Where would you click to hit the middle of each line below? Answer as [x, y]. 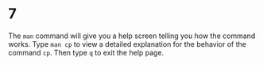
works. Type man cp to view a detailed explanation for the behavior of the [127, 44]
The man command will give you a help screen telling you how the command [132, 36]
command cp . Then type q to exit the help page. [86, 52]
